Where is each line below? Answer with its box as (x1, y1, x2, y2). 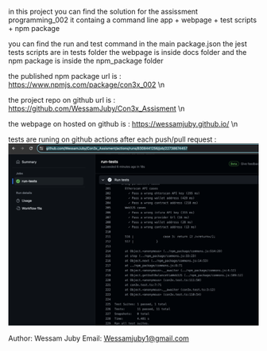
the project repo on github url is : (8, 96, 116, 104)
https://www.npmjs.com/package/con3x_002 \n (8, 80, 165, 89)
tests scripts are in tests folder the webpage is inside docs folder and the (8, 48, 247, 57)
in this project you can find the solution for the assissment (8, 7, 199, 16)
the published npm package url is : (8, 72, 122, 80)
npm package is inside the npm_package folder (8, 56, 164, 65)
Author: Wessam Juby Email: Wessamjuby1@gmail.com (8, 333, 189, 343)
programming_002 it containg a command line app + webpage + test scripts (8, 15, 257, 25)
